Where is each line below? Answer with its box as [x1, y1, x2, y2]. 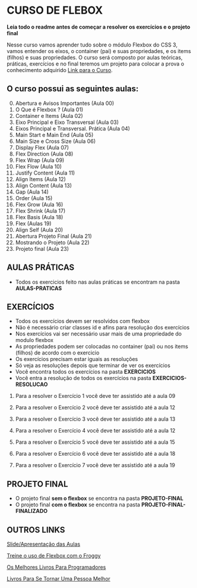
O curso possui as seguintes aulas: [7, 84, 139, 94]
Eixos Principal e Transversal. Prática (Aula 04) [15, 125, 130, 132]
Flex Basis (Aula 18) [15, 213, 63, 220]
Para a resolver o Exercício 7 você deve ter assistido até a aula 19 [15, 462, 176, 469]
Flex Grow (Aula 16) [15, 201, 63, 208]
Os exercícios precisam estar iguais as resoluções [15, 356, 138, 363]
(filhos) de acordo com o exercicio [15, 349, 100, 356]
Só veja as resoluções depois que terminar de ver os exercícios [15, 362, 171, 369]
